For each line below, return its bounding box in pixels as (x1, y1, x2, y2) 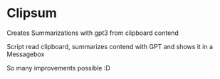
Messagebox (6, 50, 45, 58)
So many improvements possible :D (6, 63, 111, 72)
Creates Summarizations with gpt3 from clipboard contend (6, 28, 179, 37)
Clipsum (6, 5, 58, 21)
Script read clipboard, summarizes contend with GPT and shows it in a (6, 42, 214, 51)
